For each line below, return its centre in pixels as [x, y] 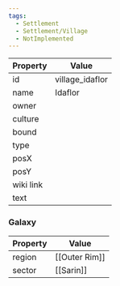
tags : [17, 16]
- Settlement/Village [52, 31]
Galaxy [23, 222]
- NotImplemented [45, 38]
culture [26, 119]
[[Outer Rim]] [81, 257]
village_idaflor [82, 79]
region [25, 257]
